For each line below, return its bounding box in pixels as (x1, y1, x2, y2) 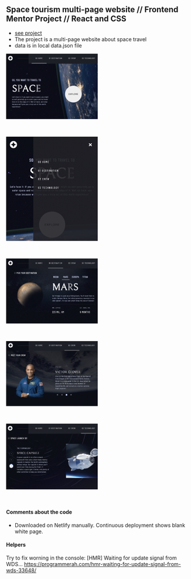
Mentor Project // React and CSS (6, 14, 127, 24)
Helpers (6, 541, 26, 548)
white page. (14, 528, 43, 535)
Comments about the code (6, 509, 72, 516)
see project (14, 29, 42, 36)
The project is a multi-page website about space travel (14, 35, 147, 43)
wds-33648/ (6, 567, 37, 574)
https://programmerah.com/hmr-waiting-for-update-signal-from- (23, 561, 181, 568)
